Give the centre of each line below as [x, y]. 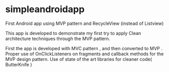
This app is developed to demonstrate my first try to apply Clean [73, 33]
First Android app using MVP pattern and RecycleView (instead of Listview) [84, 23]
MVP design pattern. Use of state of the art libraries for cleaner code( [79, 59]
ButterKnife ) [19, 64]
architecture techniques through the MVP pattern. [58, 39]
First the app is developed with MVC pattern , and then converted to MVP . [84, 48]
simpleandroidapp [45, 9]
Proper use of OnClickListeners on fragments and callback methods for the [84, 54]
